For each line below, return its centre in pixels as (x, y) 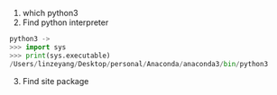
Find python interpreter (65, 22)
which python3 (50, 13)
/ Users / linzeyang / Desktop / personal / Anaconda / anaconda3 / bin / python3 (139, 64)
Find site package (55, 81)
